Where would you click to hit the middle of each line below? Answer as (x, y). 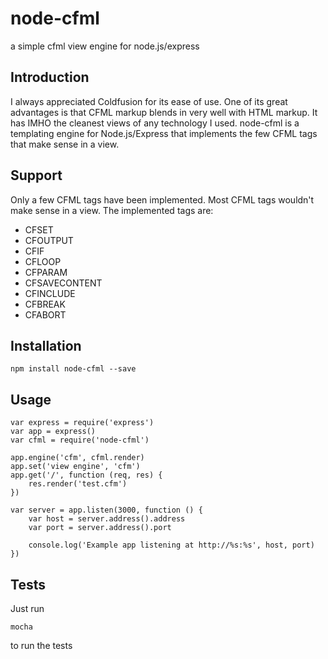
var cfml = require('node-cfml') (80, 440)
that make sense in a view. (65, 144)
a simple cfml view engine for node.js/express (105, 46)
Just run (27, 608)
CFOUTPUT (49, 240)
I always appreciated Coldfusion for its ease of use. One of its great (149, 101)
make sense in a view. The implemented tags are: (112, 210)
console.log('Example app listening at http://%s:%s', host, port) (171, 545)
